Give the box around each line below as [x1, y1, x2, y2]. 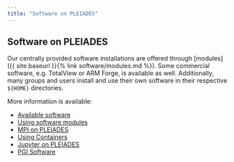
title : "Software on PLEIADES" [7, 10, 98, 17]
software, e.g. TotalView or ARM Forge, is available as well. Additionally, [7, 69, 214, 77]
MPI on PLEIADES [17, 126, 68, 134]
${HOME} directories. [7, 84, 64, 92]
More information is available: [7, 97, 93, 106]
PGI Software [17, 147, 56, 156]
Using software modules [17, 118, 88, 127]
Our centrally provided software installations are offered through [7, 54, 193, 63]
